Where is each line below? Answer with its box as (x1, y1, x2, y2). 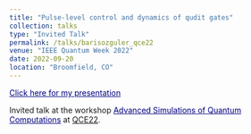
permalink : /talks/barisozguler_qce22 (9, 38, 154, 47)
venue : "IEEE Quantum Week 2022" (9, 46, 134, 55)
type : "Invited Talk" (9, 29, 90, 38)
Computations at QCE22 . (9, 113, 101, 125)
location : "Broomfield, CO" (9, 63, 114, 72)
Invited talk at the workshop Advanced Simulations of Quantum (9, 105, 242, 115)
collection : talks (9, 21, 78, 30)
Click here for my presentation (9, 87, 121, 98)
